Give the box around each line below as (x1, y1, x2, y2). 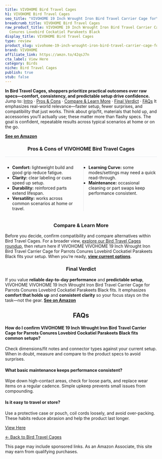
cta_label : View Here (5, 57, 49, 61)
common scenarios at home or (12, 200, 73, 206)
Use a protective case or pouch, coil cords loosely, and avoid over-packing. (5, 410, 155, 416)
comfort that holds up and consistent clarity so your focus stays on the (5, 292, 149, 298)
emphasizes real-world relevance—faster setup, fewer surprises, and (5, 103, 143, 109)
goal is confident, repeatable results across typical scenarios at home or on (5, 119, 155, 124)
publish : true (5, 70, 34, 75)
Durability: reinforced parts (12, 185, 67, 191)
